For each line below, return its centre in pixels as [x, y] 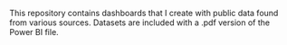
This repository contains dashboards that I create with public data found [144, 13]
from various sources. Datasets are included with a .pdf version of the [139, 22]
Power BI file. [34, 32]
